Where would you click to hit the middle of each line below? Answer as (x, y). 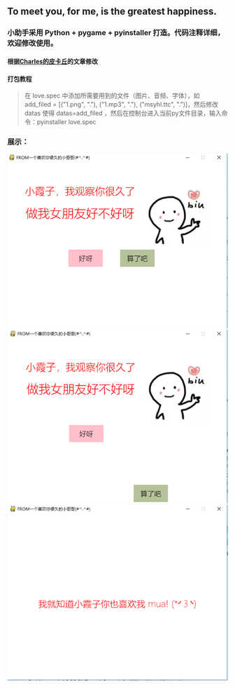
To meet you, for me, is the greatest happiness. (112, 12)
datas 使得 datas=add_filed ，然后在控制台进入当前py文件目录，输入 (123, 113)
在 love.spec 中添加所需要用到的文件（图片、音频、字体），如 (112, 96)
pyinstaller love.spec (66, 122)
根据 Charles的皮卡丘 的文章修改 (53, 61)
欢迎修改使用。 (33, 43)
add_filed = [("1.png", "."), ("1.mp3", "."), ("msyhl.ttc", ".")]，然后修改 (121, 104)
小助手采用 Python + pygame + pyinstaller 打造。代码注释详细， (116, 33)
